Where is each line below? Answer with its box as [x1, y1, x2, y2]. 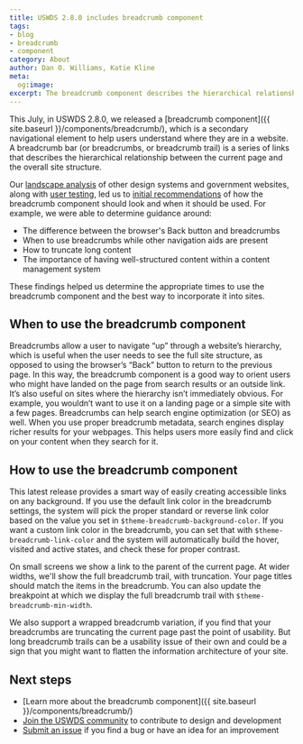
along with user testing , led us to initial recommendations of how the [9, 188, 263, 199]
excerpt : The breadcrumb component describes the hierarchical [9, 88, 252, 97]
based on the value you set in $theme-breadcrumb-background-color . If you [9, 515, 284, 526]
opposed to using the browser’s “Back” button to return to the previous [9, 360, 273, 371]
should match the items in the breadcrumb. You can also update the [9, 581, 262, 592]
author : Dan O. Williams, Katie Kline [9, 64, 155, 73]
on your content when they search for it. [9, 436, 159, 447]
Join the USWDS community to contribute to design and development [22, 714, 282, 726]
